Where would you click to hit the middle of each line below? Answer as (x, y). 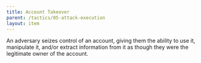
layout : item (23, 23)
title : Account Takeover (38, 12)
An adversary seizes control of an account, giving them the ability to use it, (101, 41)
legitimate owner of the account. (47, 54)
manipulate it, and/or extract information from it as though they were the (97, 47)
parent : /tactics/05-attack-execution (56, 18)
